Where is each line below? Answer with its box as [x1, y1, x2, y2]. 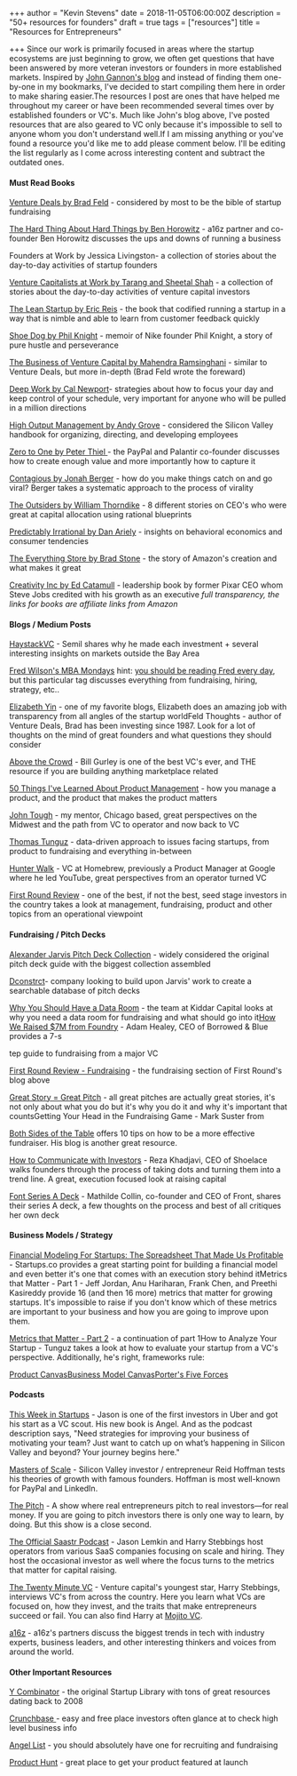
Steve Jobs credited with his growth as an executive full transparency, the [9, 589, 280, 600]
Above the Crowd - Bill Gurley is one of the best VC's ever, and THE [9, 756, 257, 767]
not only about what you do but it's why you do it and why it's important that [9, 1101, 288, 1112]
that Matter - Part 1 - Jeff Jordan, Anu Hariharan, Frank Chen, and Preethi [9, 1277, 277, 1288]
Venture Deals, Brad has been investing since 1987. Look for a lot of [9, 720, 255, 732]
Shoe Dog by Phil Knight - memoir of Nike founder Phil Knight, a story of [9, 331, 273, 341]
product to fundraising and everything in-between [9, 846, 192, 857]
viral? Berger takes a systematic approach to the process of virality [9, 483, 254, 493]
